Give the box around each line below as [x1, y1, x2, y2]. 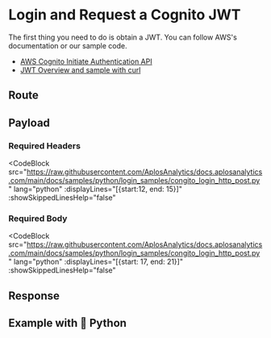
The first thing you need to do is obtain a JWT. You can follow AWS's [8, 32, 238, 42]
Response [8, 289, 60, 303]
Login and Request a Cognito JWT [8, 6, 241, 24]
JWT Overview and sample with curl [19, 65, 141, 74]
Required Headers [8, 140, 81, 151]
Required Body [8, 212, 68, 223]
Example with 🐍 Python [8, 316, 127, 330]
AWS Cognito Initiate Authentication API [19, 56, 152, 66]
